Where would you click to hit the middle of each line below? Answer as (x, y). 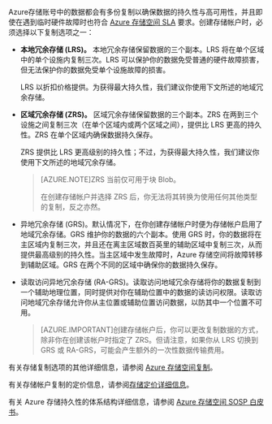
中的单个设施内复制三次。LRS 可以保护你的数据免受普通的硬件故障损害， (142, 60)
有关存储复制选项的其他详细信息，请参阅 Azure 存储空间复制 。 (113, 367)
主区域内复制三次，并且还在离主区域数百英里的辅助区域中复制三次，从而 (141, 244)
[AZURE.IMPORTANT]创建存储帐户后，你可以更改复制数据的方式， (151, 330)
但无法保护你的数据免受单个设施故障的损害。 (95, 70)
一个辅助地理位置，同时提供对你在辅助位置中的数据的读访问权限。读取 (138, 292)
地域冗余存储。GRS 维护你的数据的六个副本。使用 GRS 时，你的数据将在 (141, 234)
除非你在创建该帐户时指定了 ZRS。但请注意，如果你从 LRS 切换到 (149, 340)
